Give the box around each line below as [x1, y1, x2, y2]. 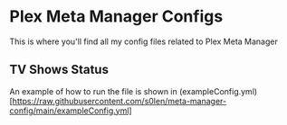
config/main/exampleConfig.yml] [9, 105, 133, 116]
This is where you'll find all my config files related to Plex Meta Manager [9, 36, 278, 47]
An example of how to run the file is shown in [9, 85, 178, 96]
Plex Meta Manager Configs [9, 6, 224, 27]
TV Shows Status [9, 62, 109, 77]
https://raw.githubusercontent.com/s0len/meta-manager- [12, 95, 227, 106]
